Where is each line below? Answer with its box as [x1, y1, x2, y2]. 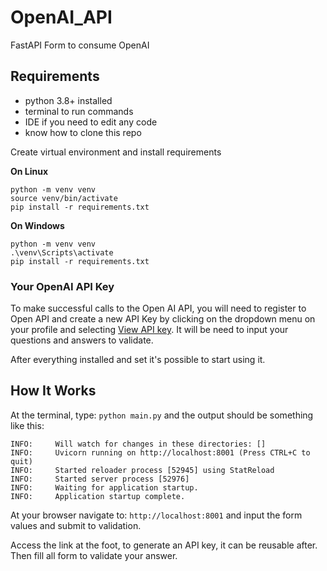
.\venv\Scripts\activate [10, 247, 114, 258]
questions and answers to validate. [10, 334, 154, 346]
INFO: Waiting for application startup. [10, 482, 199, 493]
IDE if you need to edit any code [24, 116, 158, 128]
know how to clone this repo [24, 126, 142, 138]
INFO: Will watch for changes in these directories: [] [10, 439, 267, 449]
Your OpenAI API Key [10, 279, 115, 293]
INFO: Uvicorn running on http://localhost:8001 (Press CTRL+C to [10, 447, 311, 458]
